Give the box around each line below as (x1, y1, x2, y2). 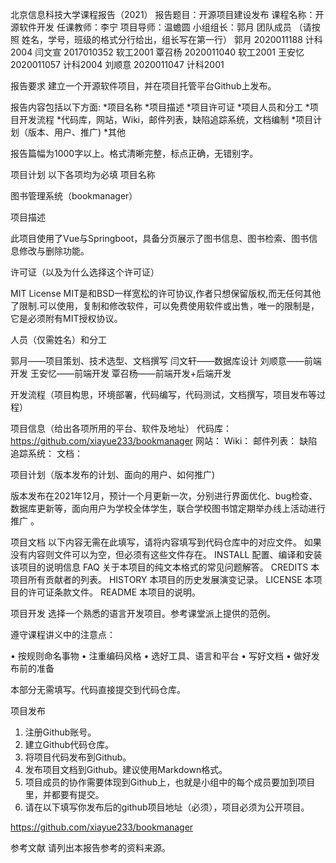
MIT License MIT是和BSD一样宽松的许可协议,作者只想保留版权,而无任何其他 (10, 288, 322, 299)
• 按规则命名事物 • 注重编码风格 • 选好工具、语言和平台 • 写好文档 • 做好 (10, 650, 312, 662)
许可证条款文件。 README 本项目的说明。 (27, 586, 202, 598)
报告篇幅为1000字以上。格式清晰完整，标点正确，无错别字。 (10, 148, 259, 159)
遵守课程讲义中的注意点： (10, 629, 116, 640)
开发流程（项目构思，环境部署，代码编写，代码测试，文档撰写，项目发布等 (10, 389, 317, 400)
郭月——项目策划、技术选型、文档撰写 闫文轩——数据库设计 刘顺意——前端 (10, 355, 322, 367)
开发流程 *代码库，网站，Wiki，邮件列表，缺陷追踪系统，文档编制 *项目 (18, 114, 314, 125)
